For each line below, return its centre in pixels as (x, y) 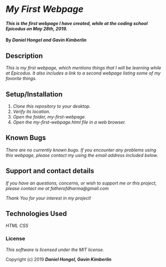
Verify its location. (31, 111)
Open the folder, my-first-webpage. (49, 117)
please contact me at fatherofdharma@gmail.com (57, 188)
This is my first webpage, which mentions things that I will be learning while (83, 68)
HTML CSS (17, 225)
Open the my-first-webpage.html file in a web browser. (69, 122)
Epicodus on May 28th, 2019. (37, 28)
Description (24, 56)
